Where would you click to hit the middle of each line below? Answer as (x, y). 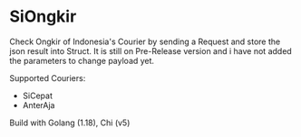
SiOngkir (43, 17)
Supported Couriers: (48, 78)
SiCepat (37, 96)
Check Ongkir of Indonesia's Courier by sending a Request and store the (145, 41)
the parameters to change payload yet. (82, 60)
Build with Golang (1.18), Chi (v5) (70, 123)
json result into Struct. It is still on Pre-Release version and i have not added (150, 50)
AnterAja (39, 105)
